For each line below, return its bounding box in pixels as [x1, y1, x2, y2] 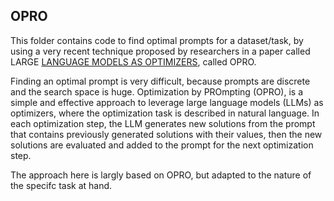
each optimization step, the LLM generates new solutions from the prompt [10, 117, 316, 129]
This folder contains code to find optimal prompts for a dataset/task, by [10, 34, 304, 46]
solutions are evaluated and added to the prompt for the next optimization [10, 139, 314, 151]
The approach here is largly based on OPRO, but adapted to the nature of [10, 169, 312, 181]
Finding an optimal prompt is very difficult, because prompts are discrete [10, 75, 311, 87]
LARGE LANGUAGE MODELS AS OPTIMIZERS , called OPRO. [10, 55, 257, 68]
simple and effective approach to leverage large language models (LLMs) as [10, 96, 324, 108]
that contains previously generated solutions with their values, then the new [10, 128, 323, 140]
